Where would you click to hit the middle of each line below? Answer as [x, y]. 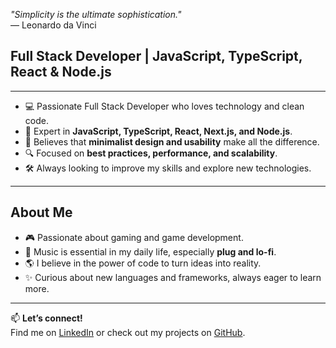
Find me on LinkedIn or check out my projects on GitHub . [128, 332]
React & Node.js [61, 72]
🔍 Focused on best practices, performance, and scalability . [151, 153]
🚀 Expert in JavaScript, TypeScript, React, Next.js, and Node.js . [158, 131]
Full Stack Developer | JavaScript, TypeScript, [156, 56]
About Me [41, 212]
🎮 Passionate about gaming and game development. [134, 237]
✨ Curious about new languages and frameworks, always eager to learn [173, 277]
